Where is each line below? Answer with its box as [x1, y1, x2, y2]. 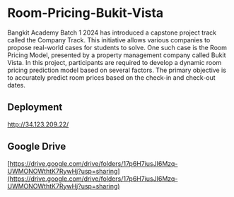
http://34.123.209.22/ [7, 120, 69, 129]
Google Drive [7, 141, 66, 153]
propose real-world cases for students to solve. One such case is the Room [7, 43, 228, 52]
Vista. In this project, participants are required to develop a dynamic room [7, 58, 222, 66]
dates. [7, 80, 26, 89]
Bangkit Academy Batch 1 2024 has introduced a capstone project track [7, 28, 217, 37]
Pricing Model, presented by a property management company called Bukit [7, 51, 226, 59]
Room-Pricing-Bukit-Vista [7, 5, 164, 21]
